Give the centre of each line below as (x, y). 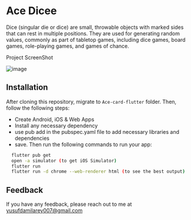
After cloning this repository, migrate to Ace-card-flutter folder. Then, (91, 101)
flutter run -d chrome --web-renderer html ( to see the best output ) (98, 172)
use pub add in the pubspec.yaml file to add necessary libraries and (97, 132)
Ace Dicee (31, 11)
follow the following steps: (38, 108)
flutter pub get (31, 155)
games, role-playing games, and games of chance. (68, 46)
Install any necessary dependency (56, 126)
